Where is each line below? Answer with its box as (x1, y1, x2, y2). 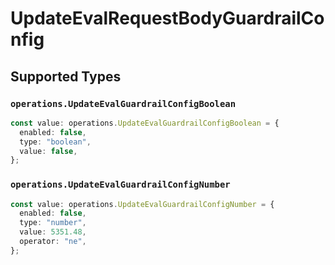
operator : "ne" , (19, 237, 87, 247)
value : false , (19, 146, 78, 156)
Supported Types (10, 68, 122, 85)
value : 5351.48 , (19, 227, 87, 237)
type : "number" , (19, 218, 87, 228)
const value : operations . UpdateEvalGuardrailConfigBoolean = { (10, 118, 280, 128)
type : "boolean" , (19, 137, 92, 147)
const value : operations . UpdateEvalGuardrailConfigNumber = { (10, 199, 275, 209)
